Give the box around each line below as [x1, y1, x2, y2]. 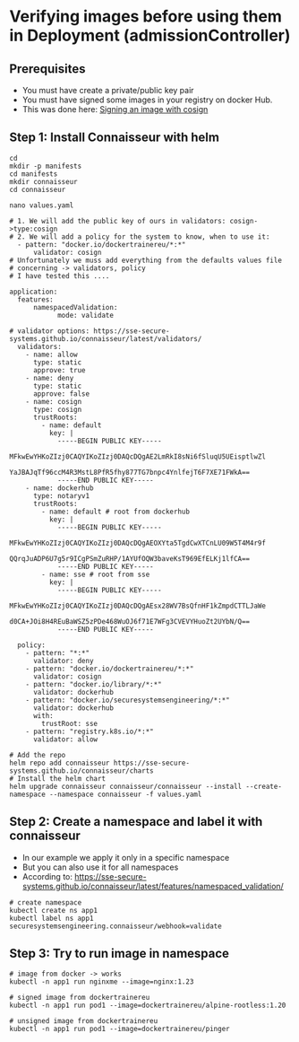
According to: [21, 871, 73, 881]
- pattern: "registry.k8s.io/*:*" [25, 727, 154, 736]
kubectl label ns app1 [9, 914, 94, 923]
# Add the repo [9, 750, 66, 759]
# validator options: [9, 326, 90, 336]
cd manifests [9, 169, 58, 179]
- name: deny [25, 373, 74, 382]
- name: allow [25, 350, 78, 359]
